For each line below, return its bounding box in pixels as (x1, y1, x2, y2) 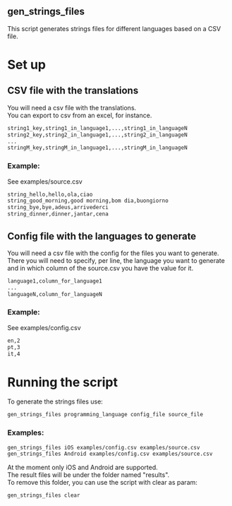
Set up (7, 57, 46, 73)
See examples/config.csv (7, 323, 81, 331)
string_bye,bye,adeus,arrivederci (7, 204, 109, 211)
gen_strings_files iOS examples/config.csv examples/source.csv (7, 444, 200, 451)
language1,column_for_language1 (7, 277, 102, 285)
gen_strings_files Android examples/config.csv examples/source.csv (7, 450, 213, 458)
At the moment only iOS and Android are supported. (7, 463, 159, 472)
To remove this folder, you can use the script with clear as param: (7, 478, 197, 487)
